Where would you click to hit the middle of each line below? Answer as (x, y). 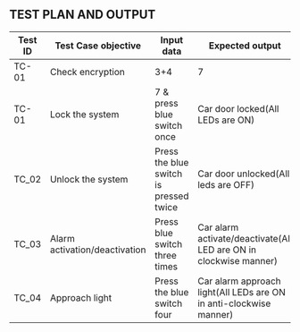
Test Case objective (98, 46)
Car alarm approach (239, 281)
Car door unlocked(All (244, 174)
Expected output (245, 46)
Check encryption (87, 72)
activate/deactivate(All (245, 238)
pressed (172, 196)
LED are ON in (227, 250)
